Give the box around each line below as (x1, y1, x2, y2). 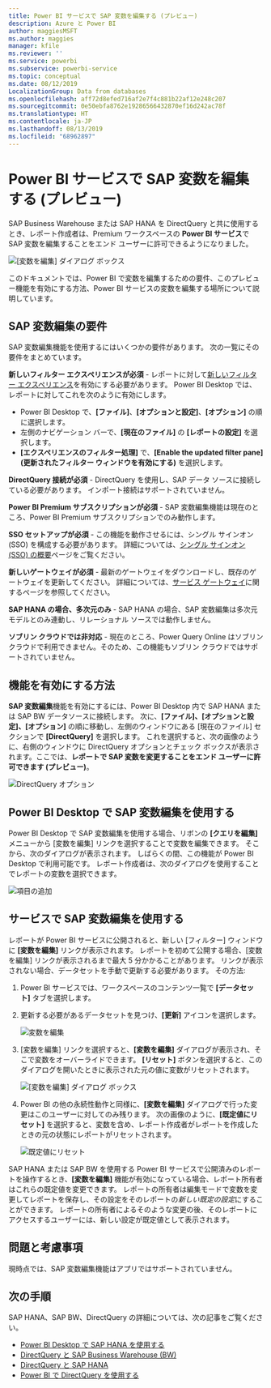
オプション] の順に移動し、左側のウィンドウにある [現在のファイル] (28, 722, 252, 732)
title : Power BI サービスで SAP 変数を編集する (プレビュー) (8, 11, 198, 20)
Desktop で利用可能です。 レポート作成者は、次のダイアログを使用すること (8, 859, 260, 868)
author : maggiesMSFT (8, 27, 78, 35)
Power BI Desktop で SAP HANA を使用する (19, 1340, 165, 1350)
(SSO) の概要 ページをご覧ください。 (8, 550, 129, 560)
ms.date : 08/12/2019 (8, 79, 78, 88)
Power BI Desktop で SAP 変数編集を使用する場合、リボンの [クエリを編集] (8, 828, 259, 838)
